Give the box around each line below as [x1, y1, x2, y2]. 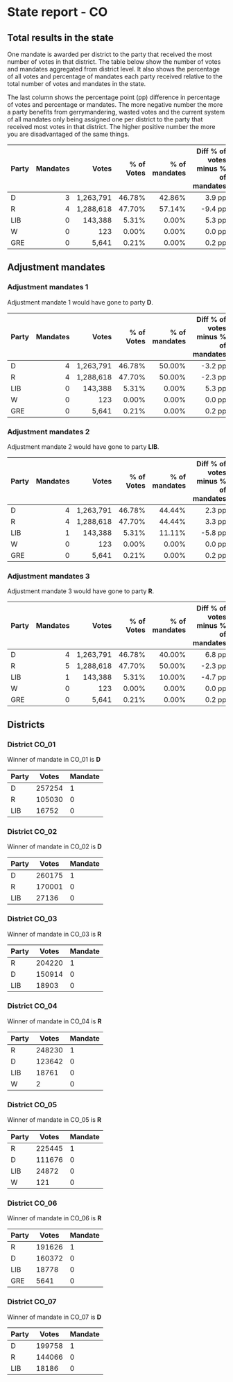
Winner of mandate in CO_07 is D [7, 1313, 102, 1321]
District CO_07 [7, 1297, 57, 1306]
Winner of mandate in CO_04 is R [7, 1017, 102, 1025]
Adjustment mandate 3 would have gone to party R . [7, 587, 155, 595]
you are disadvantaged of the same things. [7, 130, 130, 138]
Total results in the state [7, 32, 114, 44]
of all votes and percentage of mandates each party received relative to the [7, 72, 223, 80]
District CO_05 [7, 1100, 58, 1109]
